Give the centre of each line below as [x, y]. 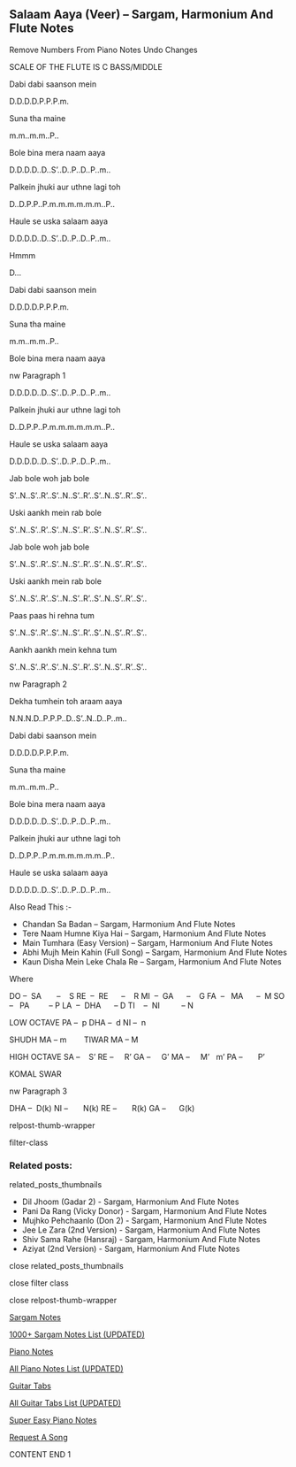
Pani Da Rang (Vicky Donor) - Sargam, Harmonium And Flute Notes [144, 1211]
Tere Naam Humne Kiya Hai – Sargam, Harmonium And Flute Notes [144, 933]
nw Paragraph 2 [38, 684]
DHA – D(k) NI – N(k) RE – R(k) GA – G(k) [102, 1108]
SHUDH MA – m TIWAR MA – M [74, 1040]
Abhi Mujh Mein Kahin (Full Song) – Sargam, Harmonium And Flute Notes [154, 952]
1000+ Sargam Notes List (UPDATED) [77, 1334]
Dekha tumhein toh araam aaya [66, 701]
